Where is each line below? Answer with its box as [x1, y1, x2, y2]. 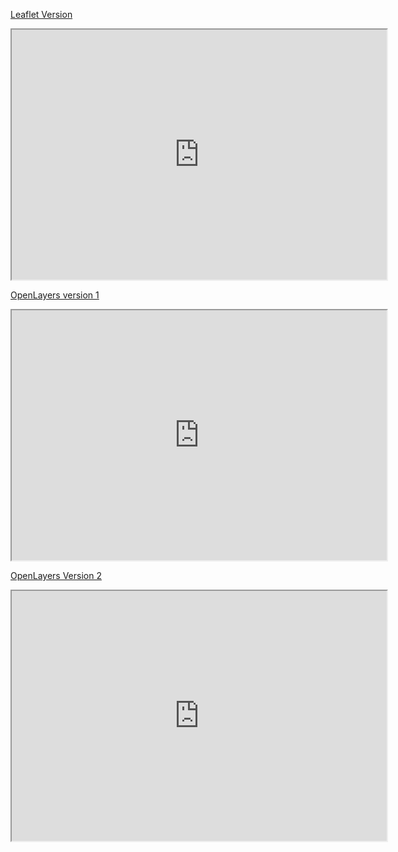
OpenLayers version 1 [10, 289, 100, 301]
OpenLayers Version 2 [10, 570, 102, 581]
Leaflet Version [10, 9, 73, 20]
